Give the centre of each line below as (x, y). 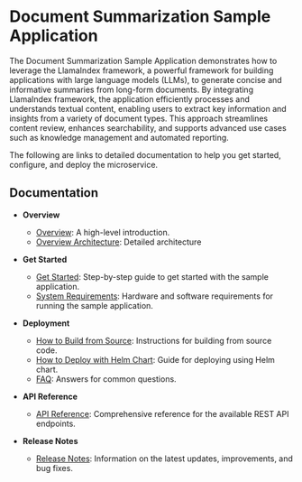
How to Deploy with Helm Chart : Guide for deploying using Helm (155, 359)
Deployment (46, 323)
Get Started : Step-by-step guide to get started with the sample (152, 276)
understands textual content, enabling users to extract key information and (148, 108)
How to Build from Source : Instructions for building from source (154, 340)
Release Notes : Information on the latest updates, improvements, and (164, 459)
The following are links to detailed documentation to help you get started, (145, 154)
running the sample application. (94, 305)
